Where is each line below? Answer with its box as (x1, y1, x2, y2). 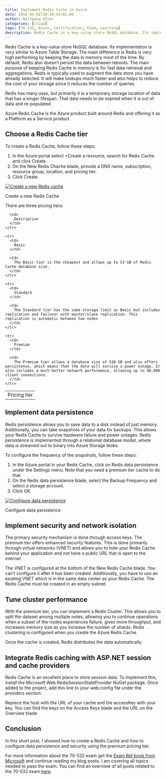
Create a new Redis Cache (5, 193, 59, 199)
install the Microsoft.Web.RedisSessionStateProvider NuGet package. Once (5, 679, 159, 686)
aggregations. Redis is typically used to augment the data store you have (5, 70, 154, 76)
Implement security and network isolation (5, 521, 137, 530)
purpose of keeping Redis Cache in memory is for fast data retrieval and (5, 65, 152, 71)
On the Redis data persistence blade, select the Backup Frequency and (12, 477, 157, 483)
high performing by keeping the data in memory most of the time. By (5, 54, 145, 60)
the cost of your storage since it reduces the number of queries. (5, 81, 136, 87)
